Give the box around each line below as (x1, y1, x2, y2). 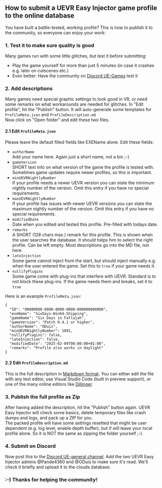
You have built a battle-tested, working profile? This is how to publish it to (5, 24, 153, 30)
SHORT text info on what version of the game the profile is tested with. (12, 164, 155, 170)
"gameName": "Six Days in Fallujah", (9, 315, 86, 320)
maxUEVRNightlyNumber (12, 196, 56, 201)
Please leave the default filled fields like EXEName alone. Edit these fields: (5, 139, 154, 145)
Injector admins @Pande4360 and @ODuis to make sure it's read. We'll (5, 459, 148, 465)
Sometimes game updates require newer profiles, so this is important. (12, 169, 152, 175)
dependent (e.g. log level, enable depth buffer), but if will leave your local (5, 425, 153, 431)
